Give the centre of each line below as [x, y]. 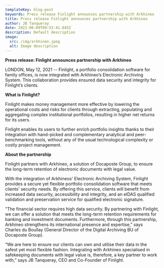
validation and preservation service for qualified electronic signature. [75, 199]
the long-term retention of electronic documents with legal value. [71, 169]
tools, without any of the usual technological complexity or [94, 140]
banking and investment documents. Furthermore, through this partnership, [81, 219]
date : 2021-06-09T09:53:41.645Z [38, 28]
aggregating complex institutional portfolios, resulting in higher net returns [80, 114]
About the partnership [28, 154]
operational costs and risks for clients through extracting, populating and [79, 109]
